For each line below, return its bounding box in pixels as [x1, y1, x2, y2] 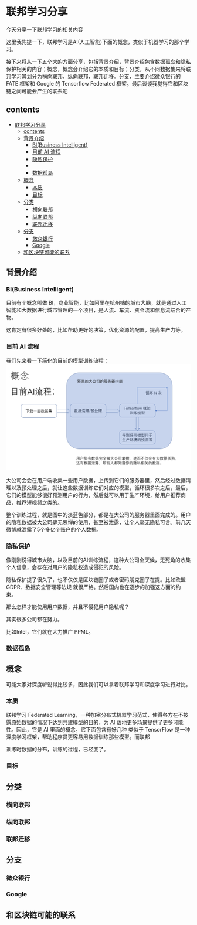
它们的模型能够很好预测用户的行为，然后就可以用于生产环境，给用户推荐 [6, 491, 181, 498]
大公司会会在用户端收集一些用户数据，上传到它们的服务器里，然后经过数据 [6, 477, 186, 484]
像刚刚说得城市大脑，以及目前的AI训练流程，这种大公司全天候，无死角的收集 [6, 556, 191, 563]
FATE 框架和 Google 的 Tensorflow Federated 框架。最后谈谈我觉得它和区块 [6, 80, 189, 87]
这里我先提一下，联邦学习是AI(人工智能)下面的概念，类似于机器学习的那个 [6, 38, 185, 45]
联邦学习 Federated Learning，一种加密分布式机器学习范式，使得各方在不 [6, 711, 184, 718]
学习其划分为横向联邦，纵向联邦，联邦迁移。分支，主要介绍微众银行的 [11, 73, 181, 80]
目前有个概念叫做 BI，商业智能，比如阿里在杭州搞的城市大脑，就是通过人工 [6, 300, 187, 307]
